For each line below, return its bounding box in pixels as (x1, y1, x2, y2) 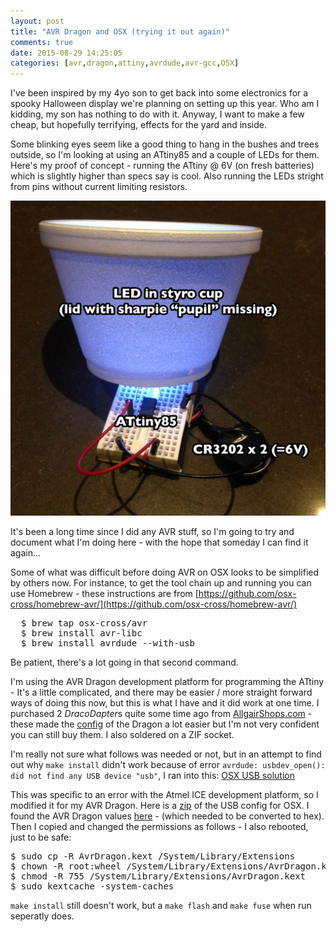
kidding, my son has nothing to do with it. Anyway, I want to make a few (10, 108, 305, 120)
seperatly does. (10, 910, 75, 922)
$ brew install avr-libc (20, 628, 143, 639)
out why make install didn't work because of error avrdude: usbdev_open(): (10, 759, 326, 771)
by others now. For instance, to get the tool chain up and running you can (10, 577, 312, 589)
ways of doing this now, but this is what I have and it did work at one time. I (10, 697, 320, 709)
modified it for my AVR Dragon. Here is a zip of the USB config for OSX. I (10, 800, 310, 812)
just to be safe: (10, 831, 72, 844)
